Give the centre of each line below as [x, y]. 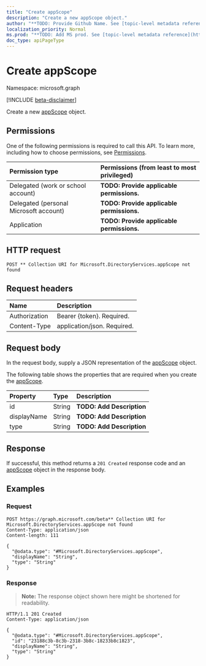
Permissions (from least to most [148, 168]
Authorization [29, 316]
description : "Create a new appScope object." [67, 18]
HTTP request [34, 250]
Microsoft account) [37, 211]
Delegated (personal [39, 203]
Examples [25, 489]
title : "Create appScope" [39, 12]
